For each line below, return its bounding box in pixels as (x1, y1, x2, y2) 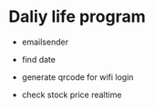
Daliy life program (8, 6, 147, 27)
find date (21, 54, 56, 64)
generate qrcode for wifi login (21, 71, 134, 83)
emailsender (21, 36, 69, 47)
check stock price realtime (21, 89, 122, 100)
